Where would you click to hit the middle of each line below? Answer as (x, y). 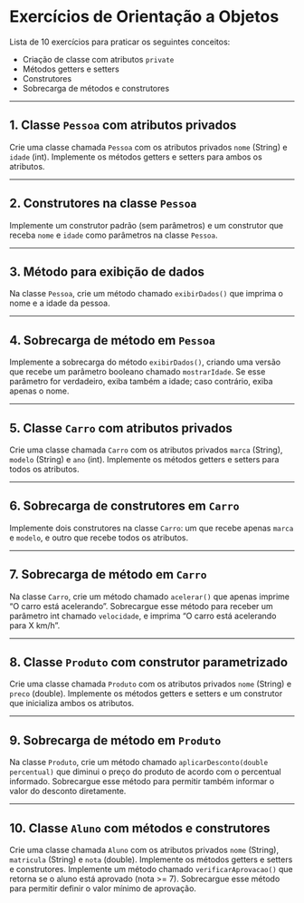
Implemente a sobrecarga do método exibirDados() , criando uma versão (145, 362)
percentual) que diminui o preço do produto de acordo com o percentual (146, 772)
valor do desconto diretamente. (68, 791)
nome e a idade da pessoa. (60, 303)
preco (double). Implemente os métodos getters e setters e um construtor (146, 694)
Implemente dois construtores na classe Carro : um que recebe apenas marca (152, 528)
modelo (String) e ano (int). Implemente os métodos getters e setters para (144, 459)
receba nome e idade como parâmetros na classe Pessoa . (114, 235)
